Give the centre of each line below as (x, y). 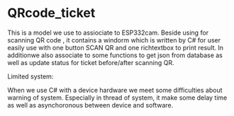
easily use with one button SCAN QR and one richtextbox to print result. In (116, 47)
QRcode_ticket (51, 13)
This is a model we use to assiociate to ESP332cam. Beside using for (108, 33)
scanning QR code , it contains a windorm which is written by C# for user (114, 40)
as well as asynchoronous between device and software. (90, 105)
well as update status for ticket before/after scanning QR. (91, 62)
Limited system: (30, 76)
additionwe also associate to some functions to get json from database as (115, 55)
